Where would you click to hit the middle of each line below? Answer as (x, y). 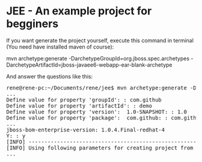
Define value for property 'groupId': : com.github (84, 100)
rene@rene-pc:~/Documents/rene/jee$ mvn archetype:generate (97, 88)
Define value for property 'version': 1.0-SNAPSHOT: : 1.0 (97, 112)
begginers (32, 24)
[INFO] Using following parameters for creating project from (100, 148)
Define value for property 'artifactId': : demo (79, 106)
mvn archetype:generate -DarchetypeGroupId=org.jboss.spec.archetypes (98, 58)
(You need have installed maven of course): (60, 47)
